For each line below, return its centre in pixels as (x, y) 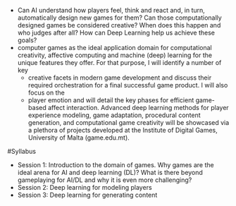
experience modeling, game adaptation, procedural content (114, 115)
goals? (27, 40)
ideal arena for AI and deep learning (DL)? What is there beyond (110, 172)
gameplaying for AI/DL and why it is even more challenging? (105, 180)
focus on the (46, 92)
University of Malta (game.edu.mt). (79, 138)
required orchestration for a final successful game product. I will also (128, 85)
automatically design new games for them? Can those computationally (119, 18)
